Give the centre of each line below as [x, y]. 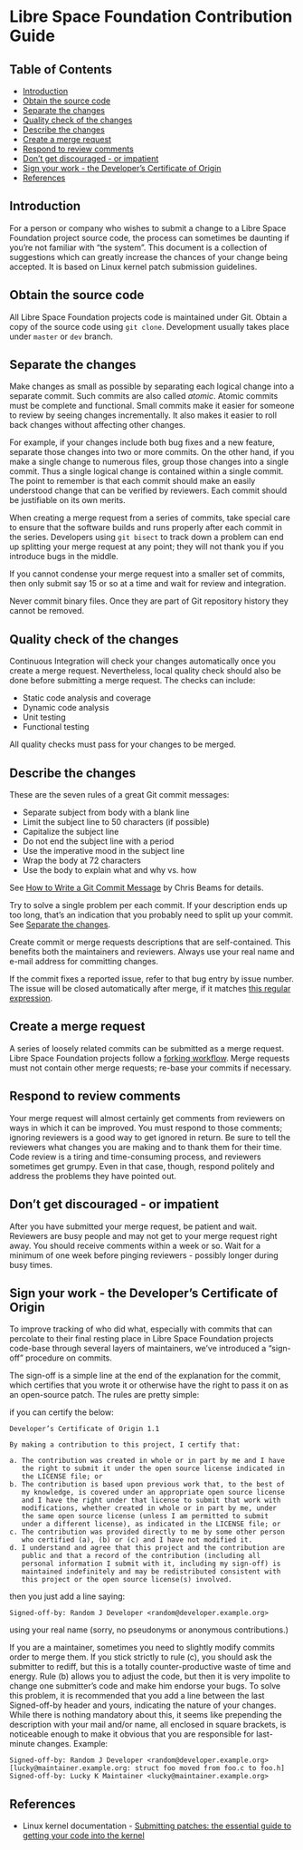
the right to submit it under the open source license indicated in [153, 1469]
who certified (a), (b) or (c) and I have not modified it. [137, 1540]
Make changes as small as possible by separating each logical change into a [152, 386]
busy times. [31, 1264]
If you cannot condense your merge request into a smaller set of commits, [147, 574]
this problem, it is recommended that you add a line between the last [137, 1696]
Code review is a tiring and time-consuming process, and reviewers [135, 1157]
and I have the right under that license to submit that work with [151, 1501]
